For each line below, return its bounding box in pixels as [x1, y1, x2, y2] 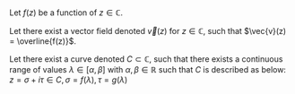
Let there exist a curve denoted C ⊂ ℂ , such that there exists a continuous [9, 54, 283, 64]
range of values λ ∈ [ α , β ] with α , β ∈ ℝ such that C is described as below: [9, 64, 287, 74]
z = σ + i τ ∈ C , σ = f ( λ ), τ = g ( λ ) [9, 74, 128, 85]
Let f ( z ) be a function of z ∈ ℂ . [9, 7, 124, 18]
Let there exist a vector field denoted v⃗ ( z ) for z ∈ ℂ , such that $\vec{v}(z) [9, 26, 287, 36]
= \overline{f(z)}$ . [9, 36, 76, 47]
